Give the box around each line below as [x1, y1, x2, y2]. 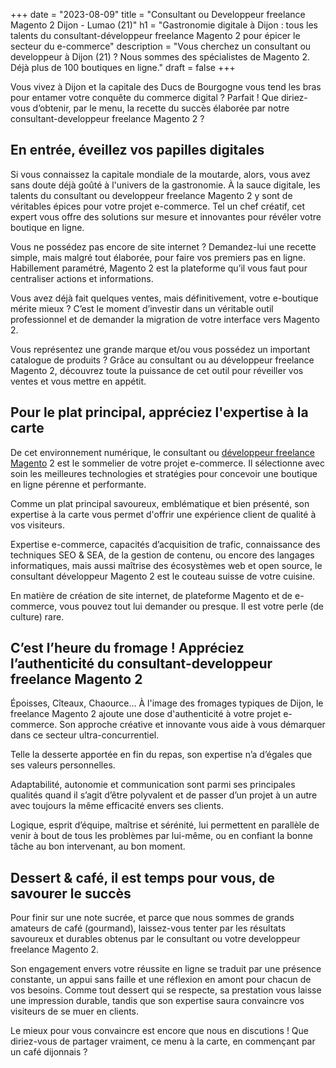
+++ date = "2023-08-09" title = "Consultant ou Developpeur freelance [10, 9, 306, 20]
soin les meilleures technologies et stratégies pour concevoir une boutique [10, 467, 318, 479]
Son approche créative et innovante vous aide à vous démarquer [59, 719, 326, 731]
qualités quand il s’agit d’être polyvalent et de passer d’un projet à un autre [10, 789, 318, 801]
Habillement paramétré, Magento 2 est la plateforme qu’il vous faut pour [10, 262, 308, 274]
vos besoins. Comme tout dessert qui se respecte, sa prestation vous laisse [10, 984, 322, 996]
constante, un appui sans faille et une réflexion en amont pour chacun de [10, 974, 312, 986]
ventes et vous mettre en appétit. [10, 375, 147, 387]
